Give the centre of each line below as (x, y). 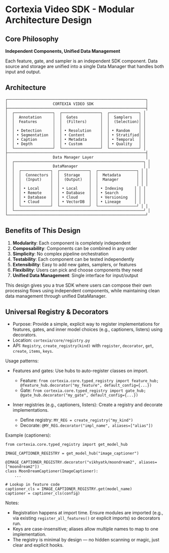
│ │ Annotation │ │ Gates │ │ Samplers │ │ (75, 117)
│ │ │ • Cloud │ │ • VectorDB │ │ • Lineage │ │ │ (75, 202)
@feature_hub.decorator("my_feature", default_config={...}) (86, 386)
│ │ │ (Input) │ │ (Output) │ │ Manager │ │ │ (77, 179)
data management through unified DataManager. (56, 296)
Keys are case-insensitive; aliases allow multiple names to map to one (85, 529)
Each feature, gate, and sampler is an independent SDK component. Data (81, 61)
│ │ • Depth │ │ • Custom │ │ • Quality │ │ (75, 144)
